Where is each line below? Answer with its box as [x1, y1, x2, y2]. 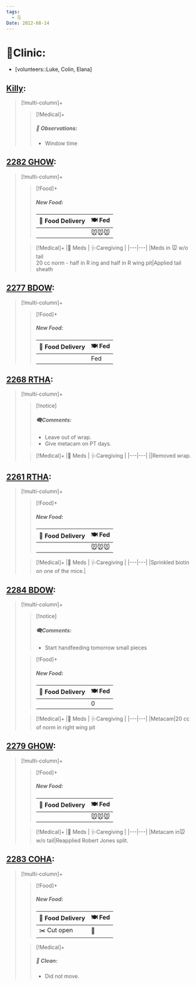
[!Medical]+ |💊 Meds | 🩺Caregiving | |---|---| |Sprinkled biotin [35, 559, 190, 566]
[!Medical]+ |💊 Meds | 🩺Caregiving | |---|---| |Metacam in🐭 [35, 828, 186, 835]
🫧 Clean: [35, 957, 58, 965]
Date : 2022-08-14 [6, 20, 50, 26]
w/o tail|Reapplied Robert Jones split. [35, 836, 129, 844]
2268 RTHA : [6, 375, 53, 385]
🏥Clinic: [6, 46, 46, 60]
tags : [6, 8, 20, 15]
